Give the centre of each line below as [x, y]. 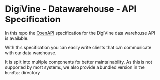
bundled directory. [23, 72]
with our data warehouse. [31, 53]
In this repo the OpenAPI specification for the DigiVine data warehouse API [80, 33]
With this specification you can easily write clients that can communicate [78, 47]
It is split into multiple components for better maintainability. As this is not [79, 62]
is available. [17, 38]
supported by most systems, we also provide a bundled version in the [75, 67]
